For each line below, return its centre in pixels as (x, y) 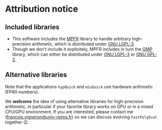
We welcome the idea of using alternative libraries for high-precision (74, 101)
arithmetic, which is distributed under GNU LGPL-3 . (83, 44)
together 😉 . (17, 122)
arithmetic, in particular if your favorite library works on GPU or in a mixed (79, 107)
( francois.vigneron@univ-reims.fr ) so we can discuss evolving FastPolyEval (81, 117)
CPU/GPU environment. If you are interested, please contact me (69, 111)
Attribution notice (42, 9)
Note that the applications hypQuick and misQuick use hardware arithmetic (79, 87)
